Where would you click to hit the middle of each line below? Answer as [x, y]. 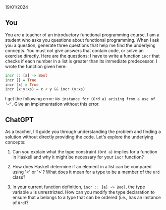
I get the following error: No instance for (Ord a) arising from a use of [80, 99]
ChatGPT [19, 119]
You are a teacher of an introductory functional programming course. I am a [82, 35]
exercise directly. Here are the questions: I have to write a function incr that [83, 56]
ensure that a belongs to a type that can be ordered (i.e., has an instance [86, 198]
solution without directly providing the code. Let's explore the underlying [79, 137]
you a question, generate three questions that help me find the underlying [80, 45]
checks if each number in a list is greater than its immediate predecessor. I [81, 61]
